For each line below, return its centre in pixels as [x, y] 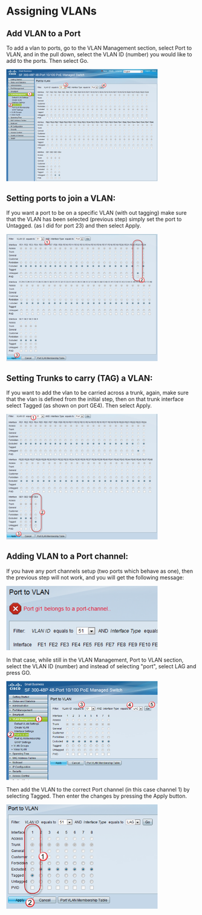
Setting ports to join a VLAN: [61, 198]
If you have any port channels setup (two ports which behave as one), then [100, 571]
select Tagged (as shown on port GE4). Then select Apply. [79, 406]
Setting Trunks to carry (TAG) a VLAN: [80, 378]
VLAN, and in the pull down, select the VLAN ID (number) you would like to [99, 54]
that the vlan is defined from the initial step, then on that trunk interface [95, 399]
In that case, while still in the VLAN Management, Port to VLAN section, [95, 660]
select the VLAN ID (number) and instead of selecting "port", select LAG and [101, 666]
